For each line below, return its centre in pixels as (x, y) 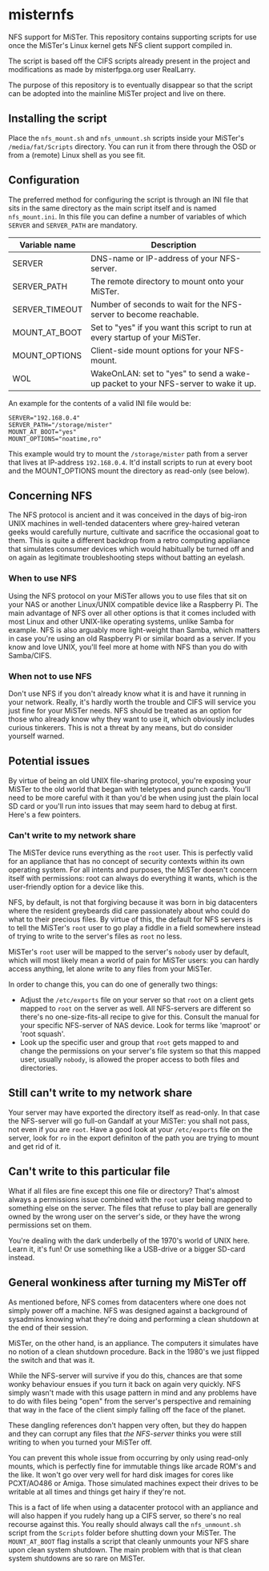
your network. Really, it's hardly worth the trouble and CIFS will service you (132, 701)
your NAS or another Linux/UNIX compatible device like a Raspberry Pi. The (133, 604)
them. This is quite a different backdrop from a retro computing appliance (129, 540)
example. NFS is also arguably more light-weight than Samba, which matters (134, 629)
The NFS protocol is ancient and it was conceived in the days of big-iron (128, 515)
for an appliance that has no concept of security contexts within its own (126, 862)
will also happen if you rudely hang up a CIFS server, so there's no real (125, 1516)
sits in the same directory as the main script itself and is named (112, 208)
